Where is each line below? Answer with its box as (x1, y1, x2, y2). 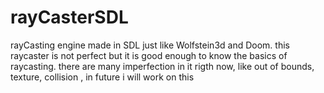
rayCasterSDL (10, 6, 129, 29)
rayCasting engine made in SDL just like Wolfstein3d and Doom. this (10, 39, 290, 51)
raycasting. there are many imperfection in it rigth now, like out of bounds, (10, 60, 315, 72)
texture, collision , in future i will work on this (10, 71, 195, 83)
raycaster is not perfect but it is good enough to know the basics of (10, 49, 288, 61)
